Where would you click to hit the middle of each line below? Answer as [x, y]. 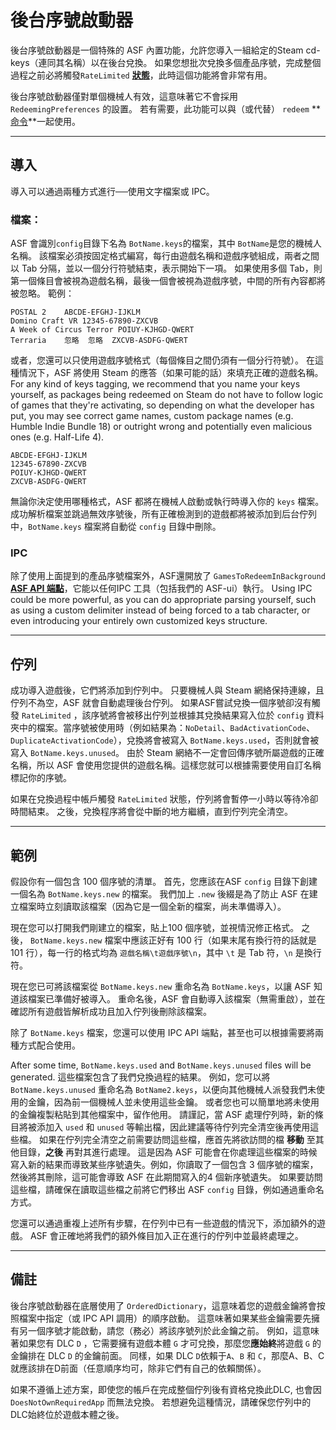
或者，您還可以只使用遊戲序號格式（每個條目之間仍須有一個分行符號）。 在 [162, 360]
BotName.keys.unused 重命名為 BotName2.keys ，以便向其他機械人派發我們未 [163, 1089]
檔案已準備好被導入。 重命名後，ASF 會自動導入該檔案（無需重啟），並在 [176, 998]
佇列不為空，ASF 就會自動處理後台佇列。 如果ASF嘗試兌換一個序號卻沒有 [161, 703]
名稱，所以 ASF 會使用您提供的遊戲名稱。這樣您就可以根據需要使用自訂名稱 [166, 765]
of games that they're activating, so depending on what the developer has [162, 405]
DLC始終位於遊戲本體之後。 [67, 1414]
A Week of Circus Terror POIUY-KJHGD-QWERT [102, 330]
